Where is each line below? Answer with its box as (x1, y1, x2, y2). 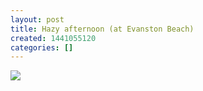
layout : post (10, 14, 65, 25)
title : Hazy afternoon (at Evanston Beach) (10, 24, 195, 34)
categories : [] (10, 42, 74, 53)
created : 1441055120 (10, 33, 97, 43)
